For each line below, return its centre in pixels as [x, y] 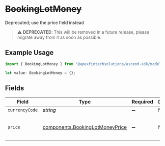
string [49, 110]
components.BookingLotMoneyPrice [85, 127]
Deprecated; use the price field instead [45, 23]
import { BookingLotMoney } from [39, 64]
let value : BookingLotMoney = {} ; [41, 73]
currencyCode [23, 110]
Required [143, 102]
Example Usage [29, 53]
